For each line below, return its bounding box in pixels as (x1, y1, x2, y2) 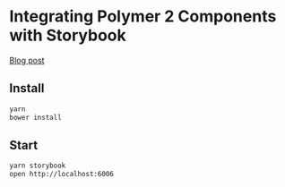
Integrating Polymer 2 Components (9, 6, 277, 27)
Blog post (9, 55, 45, 65)
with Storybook (9, 25, 127, 46)
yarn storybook (9, 161, 66, 171)
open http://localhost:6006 (9, 170, 115, 179)
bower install (9, 113, 63, 122)
